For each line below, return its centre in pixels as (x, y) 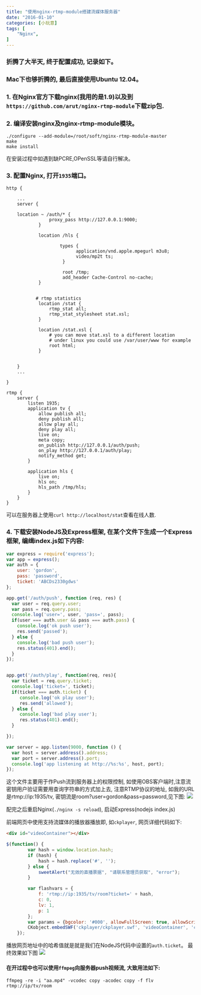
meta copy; (52, 440)
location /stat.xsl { (65, 330)
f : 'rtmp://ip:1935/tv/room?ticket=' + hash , (96, 894)
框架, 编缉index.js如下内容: (45, 541)
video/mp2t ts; (95, 257)
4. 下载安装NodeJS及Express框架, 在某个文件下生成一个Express (99, 532)
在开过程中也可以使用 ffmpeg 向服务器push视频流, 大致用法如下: (83, 967)
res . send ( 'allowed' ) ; (46, 703)
